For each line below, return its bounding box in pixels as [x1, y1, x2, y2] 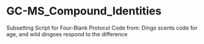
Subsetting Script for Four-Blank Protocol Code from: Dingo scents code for [6, 24, 198, 31]
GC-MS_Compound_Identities [6, 4, 162, 18]
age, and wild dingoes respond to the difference [6, 30, 127, 37]
